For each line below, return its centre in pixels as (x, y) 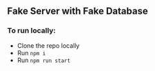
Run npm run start (44, 60)
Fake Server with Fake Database (77, 11)
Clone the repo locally (48, 45)
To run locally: (32, 31)
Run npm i (31, 53)
